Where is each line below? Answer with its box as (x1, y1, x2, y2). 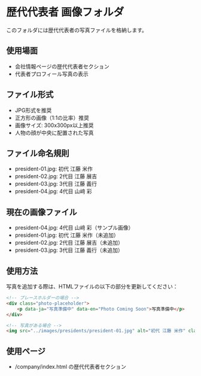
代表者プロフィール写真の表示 (14, 70, 89, 77)
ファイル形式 (6, 89, 54, 100)
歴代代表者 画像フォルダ (6, 5, 124, 19)
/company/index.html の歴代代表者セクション (14, 363, 127, 371)
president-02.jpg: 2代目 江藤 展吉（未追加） (14, 239, 124, 246)
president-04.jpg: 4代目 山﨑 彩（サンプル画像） (14, 224, 134, 231)
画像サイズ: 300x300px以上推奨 (14, 121, 94, 129)
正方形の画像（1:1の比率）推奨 (14, 114, 90, 121)
